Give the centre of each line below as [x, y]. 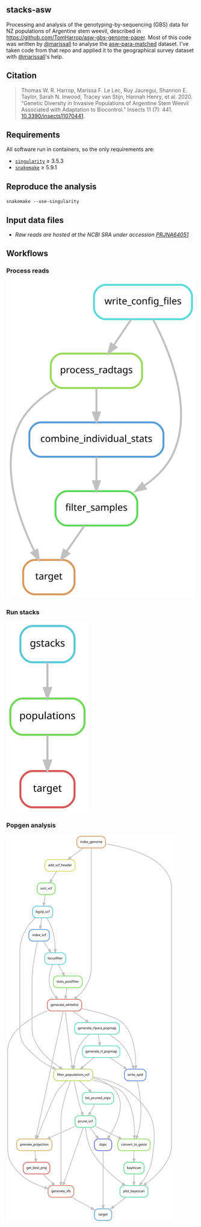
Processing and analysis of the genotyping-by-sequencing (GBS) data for [97, 24]
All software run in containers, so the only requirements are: [80, 149]
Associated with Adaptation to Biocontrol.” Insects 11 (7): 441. [97, 109]
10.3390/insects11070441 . [53, 116]
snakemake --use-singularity [43, 202]
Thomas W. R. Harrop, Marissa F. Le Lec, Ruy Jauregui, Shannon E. [104, 90]
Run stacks [23, 612]
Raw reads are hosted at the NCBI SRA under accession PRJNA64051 [102, 235]
